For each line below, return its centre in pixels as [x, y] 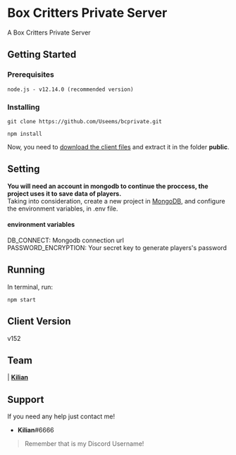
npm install [25, 134]
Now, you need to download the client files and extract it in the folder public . [118, 147]
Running [26, 270]
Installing [24, 107]
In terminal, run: [30, 287]
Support [26, 399]
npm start [22, 300]
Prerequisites [31, 75]
